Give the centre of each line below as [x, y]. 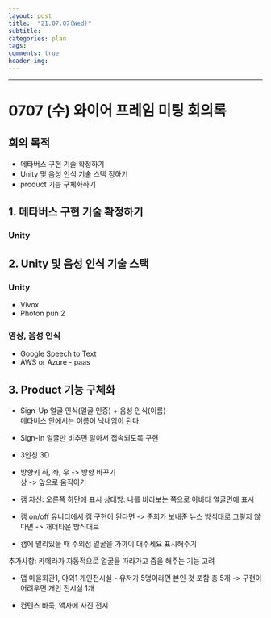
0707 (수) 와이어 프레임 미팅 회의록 [118, 111]
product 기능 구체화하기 [58, 184]
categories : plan [38, 38]
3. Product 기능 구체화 [62, 389]
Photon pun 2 [43, 313]
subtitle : [25, 31]
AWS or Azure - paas [55, 362]
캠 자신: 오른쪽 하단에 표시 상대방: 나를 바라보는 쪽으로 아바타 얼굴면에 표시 [137, 499]
